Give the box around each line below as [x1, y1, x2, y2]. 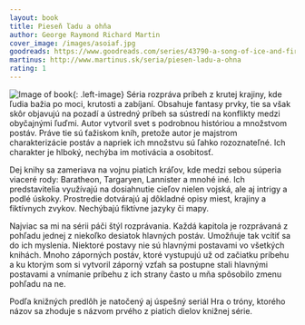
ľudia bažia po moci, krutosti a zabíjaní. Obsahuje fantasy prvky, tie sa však [9, 98, 291, 109]
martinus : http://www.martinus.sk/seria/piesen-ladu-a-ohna [9, 55, 242, 64]
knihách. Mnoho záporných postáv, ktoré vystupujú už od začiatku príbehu [9, 249, 290, 260]
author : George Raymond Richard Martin [9, 30, 161, 39]
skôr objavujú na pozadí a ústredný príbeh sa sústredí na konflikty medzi [9, 108, 280, 119]
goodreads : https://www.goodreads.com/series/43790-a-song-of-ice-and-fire [9, 47, 302, 56]
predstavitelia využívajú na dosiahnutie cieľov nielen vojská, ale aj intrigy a [9, 183, 288, 194]
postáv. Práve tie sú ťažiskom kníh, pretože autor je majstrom [9, 127, 238, 138]
